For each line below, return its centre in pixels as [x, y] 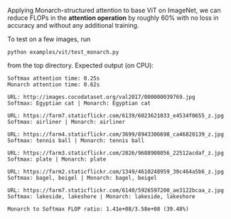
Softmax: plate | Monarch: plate [57, 159]
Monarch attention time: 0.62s [54, 85]
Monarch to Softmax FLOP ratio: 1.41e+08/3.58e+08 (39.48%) [98, 209]
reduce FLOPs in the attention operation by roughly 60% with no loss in [113, 18]
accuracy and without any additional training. [73, 25]
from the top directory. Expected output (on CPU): [81, 65]
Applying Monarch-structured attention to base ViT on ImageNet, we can [114, 10]
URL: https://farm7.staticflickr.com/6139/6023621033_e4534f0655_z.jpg [116, 116]
